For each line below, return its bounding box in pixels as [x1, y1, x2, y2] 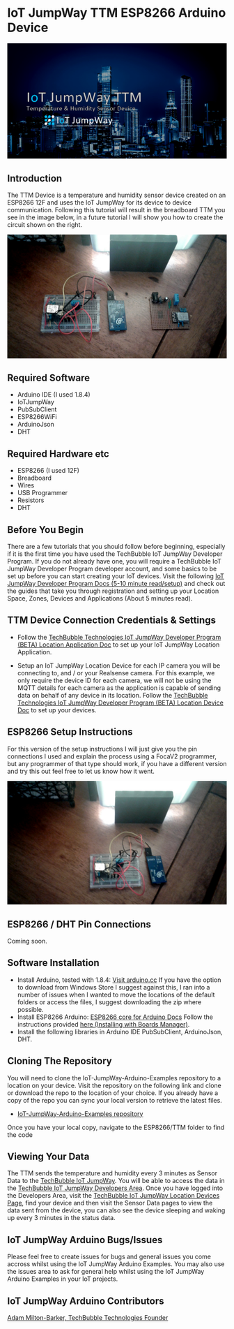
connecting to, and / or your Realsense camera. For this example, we [17, 668, 215, 677]
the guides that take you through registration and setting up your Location [7, 587, 219, 595]
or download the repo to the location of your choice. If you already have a [7, 1088, 219, 1097]
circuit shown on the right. [7, 221, 82, 229]
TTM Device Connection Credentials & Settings [7, 615, 216, 626]
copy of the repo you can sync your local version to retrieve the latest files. [7, 1096, 223, 1104]
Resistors [17, 496, 45, 504]
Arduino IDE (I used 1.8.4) [17, 390, 91, 399]
